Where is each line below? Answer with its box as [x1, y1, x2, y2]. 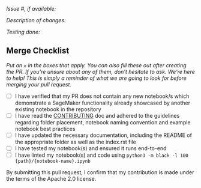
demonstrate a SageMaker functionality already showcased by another [14, 99, 191, 106]
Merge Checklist [6, 46, 70, 56]
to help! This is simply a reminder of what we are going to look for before [6, 74, 187, 82]
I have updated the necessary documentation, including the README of [14, 132, 192, 139]
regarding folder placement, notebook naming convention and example [14, 118, 191, 126]
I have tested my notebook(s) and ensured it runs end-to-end [14, 145, 167, 152]
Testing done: [6, 28, 40, 35]
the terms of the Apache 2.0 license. [6, 175, 97, 183]
